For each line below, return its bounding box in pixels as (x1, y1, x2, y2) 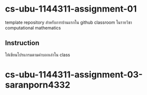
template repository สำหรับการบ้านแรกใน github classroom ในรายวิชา (5, 19, 132, 25)
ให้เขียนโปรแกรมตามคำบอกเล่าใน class (5, 52, 70, 58)
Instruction (5, 39, 40, 47)
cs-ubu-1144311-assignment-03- (5, 69, 143, 80)
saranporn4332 (5, 79, 71, 90)
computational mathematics (5, 25, 61, 31)
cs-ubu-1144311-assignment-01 (5, 3, 137, 15)
